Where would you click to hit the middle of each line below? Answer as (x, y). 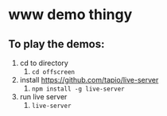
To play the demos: (56, 44)
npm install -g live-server (78, 89)
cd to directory (44, 63)
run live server (43, 97)
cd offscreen (53, 72)
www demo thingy (70, 15)
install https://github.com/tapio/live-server (89, 80)
